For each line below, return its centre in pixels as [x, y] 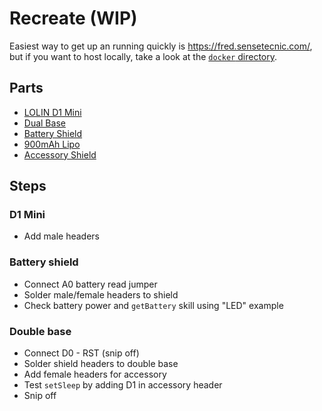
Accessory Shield [60, 154]
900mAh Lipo [52, 144]
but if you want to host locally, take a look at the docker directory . [143, 56]
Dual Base [44, 123]
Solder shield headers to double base [101, 364]
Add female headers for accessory [95, 374]
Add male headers [61, 236]
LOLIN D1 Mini [52, 112]
